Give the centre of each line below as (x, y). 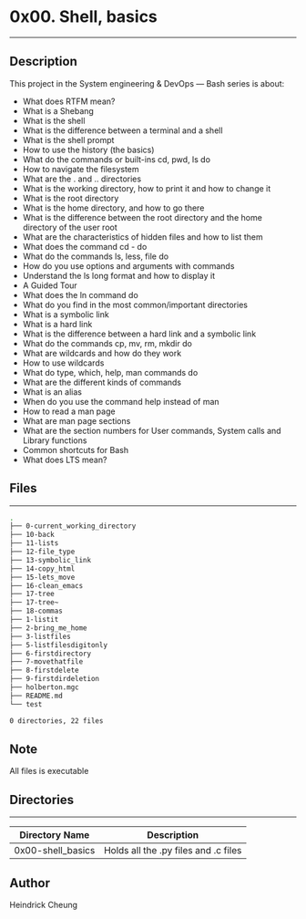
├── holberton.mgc (44, 687)
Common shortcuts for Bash (76, 449)
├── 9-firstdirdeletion (55, 679)
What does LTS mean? (65, 459)
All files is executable (49, 771)
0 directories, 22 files (56, 721)
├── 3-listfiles (40, 636)
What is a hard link (57, 324)
